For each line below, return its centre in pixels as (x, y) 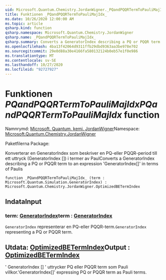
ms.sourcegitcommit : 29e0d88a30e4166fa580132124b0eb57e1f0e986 (72, 51)
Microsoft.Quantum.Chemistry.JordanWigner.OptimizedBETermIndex (73, 187)
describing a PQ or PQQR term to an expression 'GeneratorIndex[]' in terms (82, 163)
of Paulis (14, 169)
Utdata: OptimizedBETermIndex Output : (68, 248)
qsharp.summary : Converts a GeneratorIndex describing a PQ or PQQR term (83, 42)
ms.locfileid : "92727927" (32, 70)
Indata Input (23, 202)
